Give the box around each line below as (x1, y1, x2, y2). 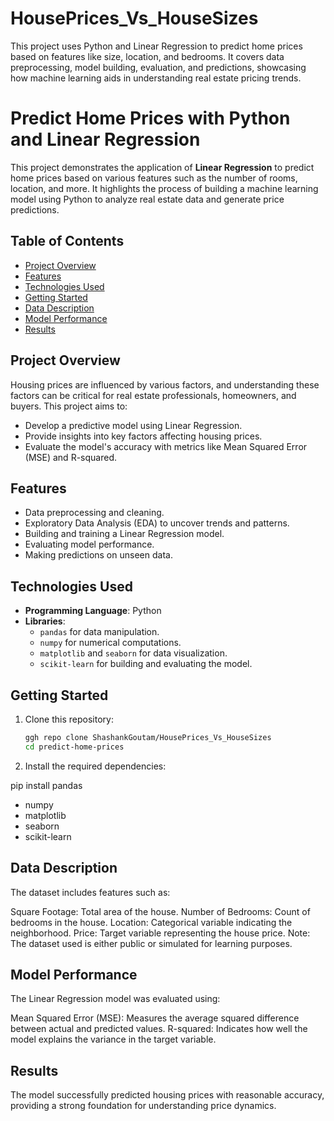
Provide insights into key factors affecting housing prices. (24, 430, 263, 442)
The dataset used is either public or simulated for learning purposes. (10, 937, 293, 949)
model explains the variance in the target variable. (10, 1033, 217, 1046)
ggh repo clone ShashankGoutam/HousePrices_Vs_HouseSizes (24, 732, 272, 742)
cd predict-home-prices (24, 742, 125, 752)
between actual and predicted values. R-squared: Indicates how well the (10, 1023, 308, 1035)
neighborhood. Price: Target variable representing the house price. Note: (10, 927, 311, 939)
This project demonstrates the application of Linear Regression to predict (10, 161, 315, 173)
